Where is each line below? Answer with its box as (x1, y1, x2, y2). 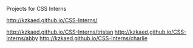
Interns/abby (6, 35, 38, 41)
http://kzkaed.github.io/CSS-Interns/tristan (6, 28, 113, 35)
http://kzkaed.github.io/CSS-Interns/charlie (39, 35, 147, 41)
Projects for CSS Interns (6, 5, 67, 12)
